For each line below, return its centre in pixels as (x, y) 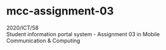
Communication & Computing (43, 40)
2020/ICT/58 (23, 28)
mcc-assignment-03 (60, 11)
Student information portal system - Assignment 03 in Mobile (83, 34)
